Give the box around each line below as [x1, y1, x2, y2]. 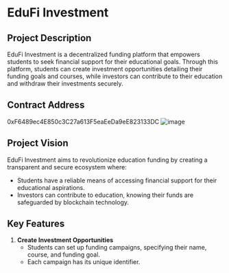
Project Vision [7, 137, 69, 149]
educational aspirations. [16, 183, 86, 191]
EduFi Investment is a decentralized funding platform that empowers [7, 50, 200, 58]
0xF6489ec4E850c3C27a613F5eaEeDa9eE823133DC [7, 117, 160, 126]
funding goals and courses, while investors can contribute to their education [7, 72, 223, 80]
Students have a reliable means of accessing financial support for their [16, 176, 217, 185]
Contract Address [7, 99, 85, 111]
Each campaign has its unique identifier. [27, 258, 141, 266]
